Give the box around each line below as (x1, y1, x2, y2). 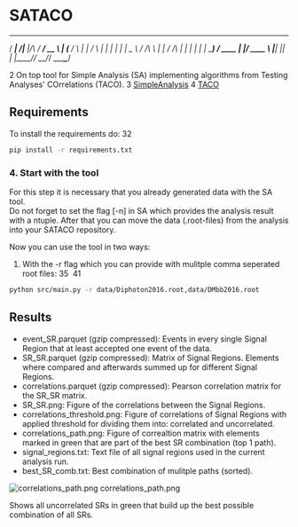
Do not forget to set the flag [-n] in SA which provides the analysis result (9, 205, 274, 216)
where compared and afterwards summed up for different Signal (21, 361, 258, 373)
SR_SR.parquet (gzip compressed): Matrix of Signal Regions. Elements (21, 352, 279, 363)
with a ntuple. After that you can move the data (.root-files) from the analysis (9, 215, 289, 225)
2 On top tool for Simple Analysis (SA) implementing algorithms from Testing (9, 69, 288, 80)
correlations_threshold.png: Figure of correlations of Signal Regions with (21, 409, 287, 420)
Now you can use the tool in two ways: (9, 241, 151, 252)
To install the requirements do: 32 (9, 128, 132, 138)
